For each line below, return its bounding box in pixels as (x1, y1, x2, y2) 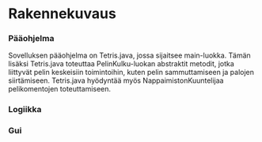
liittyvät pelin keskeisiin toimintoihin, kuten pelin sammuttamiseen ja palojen (8, 68, 255, 77)
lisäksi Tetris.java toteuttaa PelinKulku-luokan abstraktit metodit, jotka (8, 59, 235, 69)
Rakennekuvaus (8, 5, 116, 23)
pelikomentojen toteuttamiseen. (8, 84, 112, 94)
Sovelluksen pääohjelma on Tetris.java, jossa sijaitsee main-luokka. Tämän (8, 50, 251, 60)
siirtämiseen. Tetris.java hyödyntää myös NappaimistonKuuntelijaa (8, 76, 224, 85)
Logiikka (8, 104, 42, 115)
